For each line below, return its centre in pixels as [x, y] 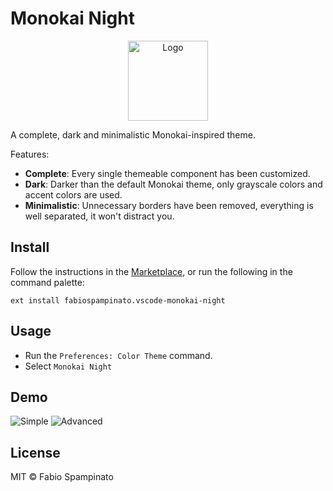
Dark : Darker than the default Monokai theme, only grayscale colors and [173, 184]
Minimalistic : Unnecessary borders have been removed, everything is [169, 205]
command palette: [47, 282]
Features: [30, 154]
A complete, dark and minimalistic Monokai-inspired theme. [133, 134]
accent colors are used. [73, 194]
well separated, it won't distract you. [99, 216]
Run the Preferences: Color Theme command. [118, 355]
